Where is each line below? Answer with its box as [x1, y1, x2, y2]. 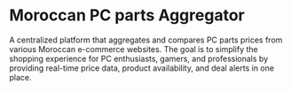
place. [9, 72, 33, 82]
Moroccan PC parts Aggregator [9, 5, 246, 26]
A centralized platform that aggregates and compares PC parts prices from [9, 34, 283, 45]
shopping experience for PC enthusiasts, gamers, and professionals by [9, 53, 269, 64]
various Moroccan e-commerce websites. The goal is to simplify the [9, 43, 259, 54]
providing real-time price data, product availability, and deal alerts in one [9, 63, 275, 73]
